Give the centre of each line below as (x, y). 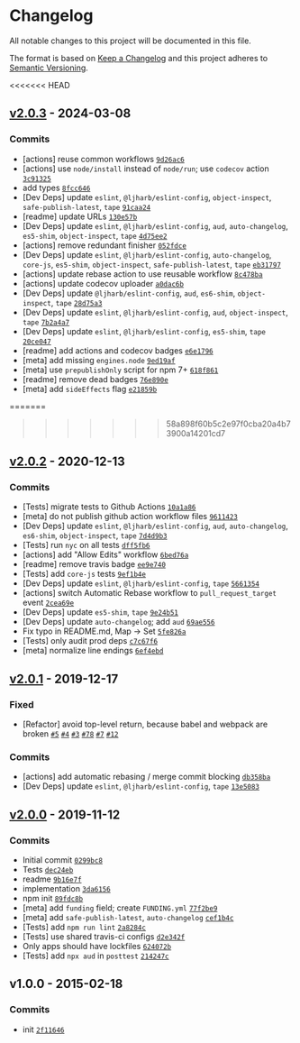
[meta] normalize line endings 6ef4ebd (93, 651)
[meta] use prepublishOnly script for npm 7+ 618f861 (120, 370)
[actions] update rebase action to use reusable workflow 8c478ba (142, 274)
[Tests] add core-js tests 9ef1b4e (84, 574)
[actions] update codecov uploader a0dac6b (103, 283)
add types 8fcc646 (56, 188)
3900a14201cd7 (196, 433)
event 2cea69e (48, 603)
